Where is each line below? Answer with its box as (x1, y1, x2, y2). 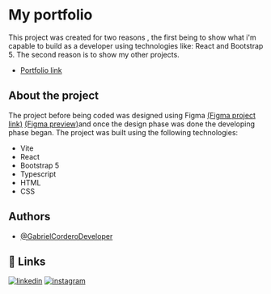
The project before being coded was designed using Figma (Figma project (8, 110, 256, 120)
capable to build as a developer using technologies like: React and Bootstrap (8, 40, 264, 50)
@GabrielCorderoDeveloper (19, 231, 113, 241)
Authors (8, 210, 51, 224)
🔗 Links (8, 254, 46, 268)
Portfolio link (19, 65, 62, 75)
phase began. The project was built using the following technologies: (8, 127, 239, 137)
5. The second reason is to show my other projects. (8, 49, 180, 59)
